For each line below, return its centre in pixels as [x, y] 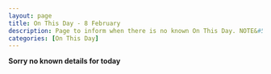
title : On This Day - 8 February [65, 23]
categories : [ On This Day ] [54, 38]
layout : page [30, 16]
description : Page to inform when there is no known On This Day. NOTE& [133, 31]
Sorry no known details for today [65, 61]
